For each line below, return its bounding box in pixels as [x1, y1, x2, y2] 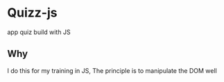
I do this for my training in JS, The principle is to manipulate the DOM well [7, 66, 217, 74]
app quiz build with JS [7, 28, 71, 36]
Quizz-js [7, 5, 58, 21]
